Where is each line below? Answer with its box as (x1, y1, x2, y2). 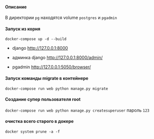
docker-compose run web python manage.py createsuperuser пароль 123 (5, 107, 150, 113)
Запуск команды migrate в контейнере (5, 76, 89, 81)
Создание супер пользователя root (5, 97, 81, 102)
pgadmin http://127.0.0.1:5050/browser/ (12, 64, 91, 70)
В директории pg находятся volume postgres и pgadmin (5, 15, 117, 20)
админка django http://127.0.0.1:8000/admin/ (12, 55, 103, 60)
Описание (5, 4, 27, 10)
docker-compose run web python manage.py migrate (5, 86, 109, 91)
